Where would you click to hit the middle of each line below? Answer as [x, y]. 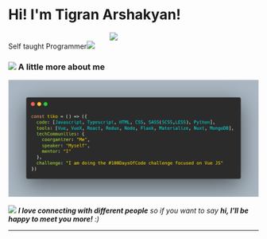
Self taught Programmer [48, 46]
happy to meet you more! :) [54, 219]
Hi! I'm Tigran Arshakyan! [95, 15]
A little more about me [62, 67]
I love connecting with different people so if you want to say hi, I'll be [133, 210]
